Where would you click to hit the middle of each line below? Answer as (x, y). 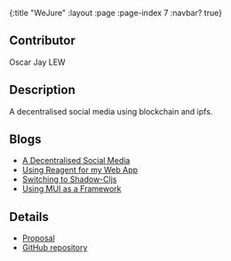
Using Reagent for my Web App (80, 170)
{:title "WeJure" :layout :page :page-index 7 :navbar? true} (115, 13)
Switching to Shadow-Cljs (69, 179)
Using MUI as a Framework (72, 189)
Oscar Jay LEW (37, 62)
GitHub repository (55, 248)
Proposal (38, 238)
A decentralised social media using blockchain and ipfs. (111, 111)
